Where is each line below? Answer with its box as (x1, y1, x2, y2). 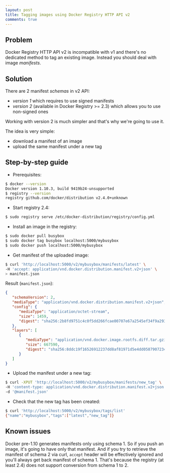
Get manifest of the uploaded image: (12, 252, 90, 258)
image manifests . (5, 60, 41, 66)
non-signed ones (12, 108, 49, 115)
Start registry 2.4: (12, 205, 50, 211)
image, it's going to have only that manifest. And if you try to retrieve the (5, 446, 156, 452)
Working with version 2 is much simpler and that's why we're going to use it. (5, 119, 164, 124)
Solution (5, 75, 32, 83)
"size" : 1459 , (18, 314, 49, 319)
